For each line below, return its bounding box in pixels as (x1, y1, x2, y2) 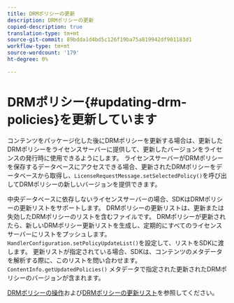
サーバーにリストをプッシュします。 (7, 230, 111, 238)
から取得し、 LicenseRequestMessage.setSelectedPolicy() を (37, 171, 209, 179)
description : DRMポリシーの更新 (7, 17, 94, 24)
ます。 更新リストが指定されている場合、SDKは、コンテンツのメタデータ (13, 247, 223, 255)
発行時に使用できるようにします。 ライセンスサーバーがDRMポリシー (25, 153, 224, 162)
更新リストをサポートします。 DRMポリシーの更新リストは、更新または (19, 204, 225, 212)
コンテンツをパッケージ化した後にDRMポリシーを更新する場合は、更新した (7, 136, 224, 144)
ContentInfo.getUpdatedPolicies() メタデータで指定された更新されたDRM (7, 265, 221, 273)
